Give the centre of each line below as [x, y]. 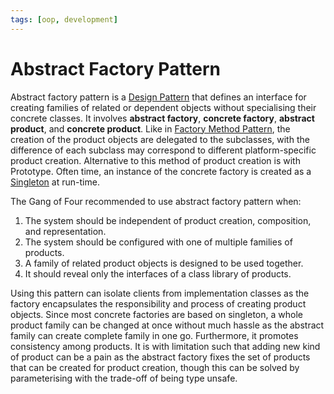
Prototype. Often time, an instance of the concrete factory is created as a [161, 171]
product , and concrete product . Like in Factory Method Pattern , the [150, 128]
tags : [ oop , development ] [64, 19]
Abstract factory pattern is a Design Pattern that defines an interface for [158, 97]
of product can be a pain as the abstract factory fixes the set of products [160, 357]
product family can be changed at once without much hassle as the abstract [167, 325]
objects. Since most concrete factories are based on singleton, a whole [156, 314]
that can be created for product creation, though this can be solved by [155, 367]
